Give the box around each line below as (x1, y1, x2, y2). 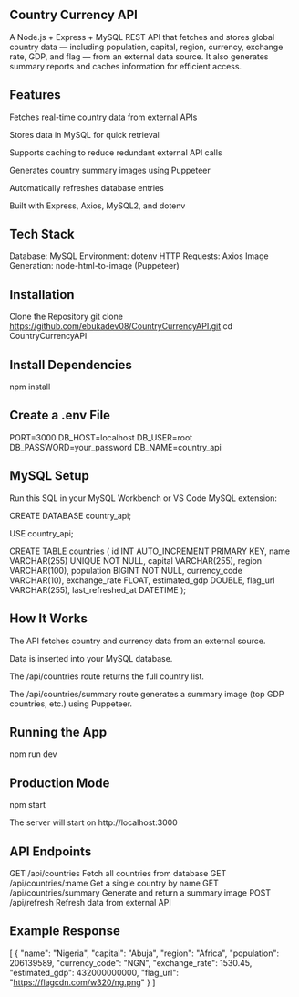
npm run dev (9, 748, 57, 759)
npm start (9, 800, 46, 811)
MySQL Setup (9, 468, 89, 483)
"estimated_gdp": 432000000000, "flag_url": (9, 967, 180, 978)
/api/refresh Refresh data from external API (9, 896, 171, 907)
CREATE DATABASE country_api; (9, 510, 132, 521)
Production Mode (9, 775, 110, 790)
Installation (9, 287, 75, 302)
